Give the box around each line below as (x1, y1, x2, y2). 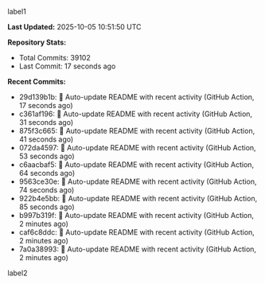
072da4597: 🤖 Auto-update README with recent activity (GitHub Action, (18, 143, 256, 152)
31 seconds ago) (18, 118, 73, 126)
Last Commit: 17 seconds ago (18, 61, 116, 71)
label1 (7, 7, 27, 16)
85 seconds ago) (18, 202, 75, 212)
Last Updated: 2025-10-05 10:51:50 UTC (7, 22, 142, 31)
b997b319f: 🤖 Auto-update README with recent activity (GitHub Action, (18, 211, 255, 220)
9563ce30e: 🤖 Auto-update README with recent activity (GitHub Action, (18, 177, 257, 186)
